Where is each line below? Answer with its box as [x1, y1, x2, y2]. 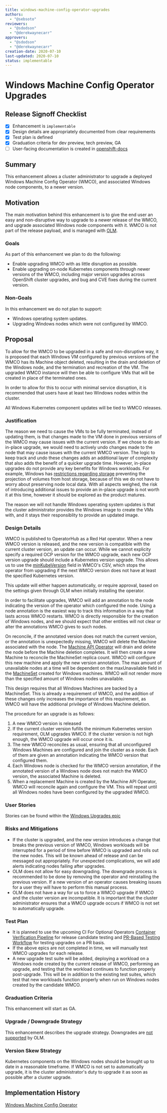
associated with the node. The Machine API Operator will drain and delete [5, 644, 156, 650]
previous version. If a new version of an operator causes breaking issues [12, 879, 162, 885]
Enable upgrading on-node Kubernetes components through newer [12, 266, 151, 272]
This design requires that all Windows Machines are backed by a [5, 685, 138, 692]
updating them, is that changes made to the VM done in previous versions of [5, 433, 162, 439]
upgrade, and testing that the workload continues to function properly [12, 966, 156, 972]
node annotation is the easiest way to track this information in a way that [5, 608, 154, 614]
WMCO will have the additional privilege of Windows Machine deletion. [5, 701, 151, 707]
